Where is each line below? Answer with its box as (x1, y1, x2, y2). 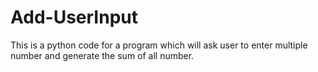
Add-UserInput (10, 6, 138, 29)
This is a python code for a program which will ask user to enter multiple (10, 39, 308, 51)
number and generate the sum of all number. (10, 49, 195, 61)
